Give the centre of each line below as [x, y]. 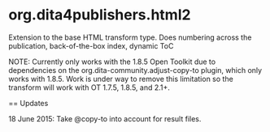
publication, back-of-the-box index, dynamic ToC [91, 45]
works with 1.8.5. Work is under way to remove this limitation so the [121, 79]
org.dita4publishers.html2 [100, 15]
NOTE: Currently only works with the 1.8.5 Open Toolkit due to [112, 62]
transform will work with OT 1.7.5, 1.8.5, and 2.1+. [89, 87]
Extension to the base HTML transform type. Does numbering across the [130, 37]
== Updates [28, 103]
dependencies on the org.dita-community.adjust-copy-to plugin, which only [135, 70]
